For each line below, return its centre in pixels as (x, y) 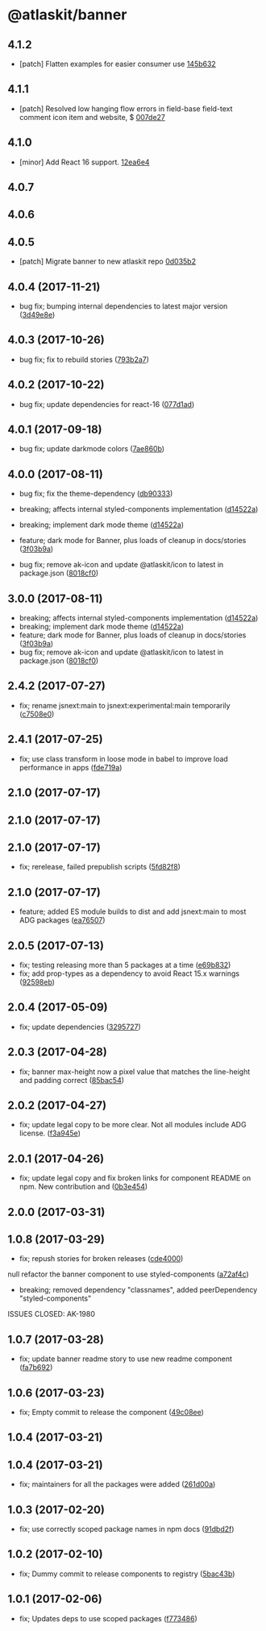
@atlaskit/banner (67, 15)
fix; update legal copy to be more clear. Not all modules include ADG (133, 1125)
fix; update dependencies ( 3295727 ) (80, 1027)
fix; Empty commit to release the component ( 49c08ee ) (112, 1413)
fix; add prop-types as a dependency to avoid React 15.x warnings (129, 973)
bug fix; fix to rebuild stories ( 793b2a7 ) (84, 359)
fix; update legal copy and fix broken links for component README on (135, 1178)
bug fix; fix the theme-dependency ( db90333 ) (96, 494)
